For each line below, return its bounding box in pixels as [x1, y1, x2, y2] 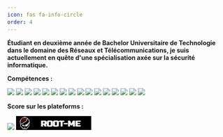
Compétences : [7, 74, 53, 83]
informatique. [7, 61, 48, 69]
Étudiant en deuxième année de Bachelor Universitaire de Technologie [7, 38, 216, 47]
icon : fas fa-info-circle [7, 11, 82, 18]
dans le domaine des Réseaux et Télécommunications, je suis [7, 46, 189, 54]
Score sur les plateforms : [7, 102, 84, 111]
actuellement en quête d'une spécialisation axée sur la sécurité [7, 53, 196, 62]
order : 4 [7, 18, 33, 26]
